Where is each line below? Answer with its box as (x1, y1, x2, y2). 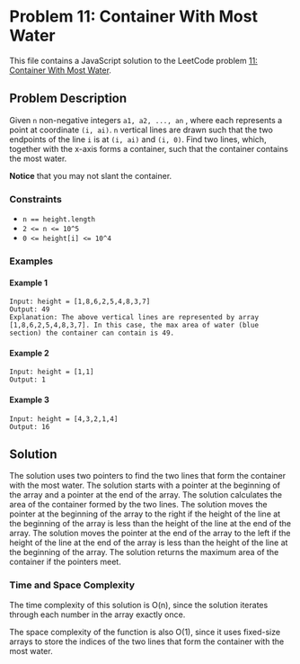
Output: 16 (9, 422, 50, 431)
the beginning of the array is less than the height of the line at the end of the (9, 518, 292, 529)
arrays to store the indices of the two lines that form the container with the (9, 636, 285, 647)
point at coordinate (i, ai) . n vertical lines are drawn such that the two (9, 124, 274, 135)
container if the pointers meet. (9, 556, 121, 568)
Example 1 (9, 277, 48, 288)
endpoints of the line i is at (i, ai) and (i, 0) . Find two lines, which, (9, 133, 267, 145)
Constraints (9, 193, 63, 205)
